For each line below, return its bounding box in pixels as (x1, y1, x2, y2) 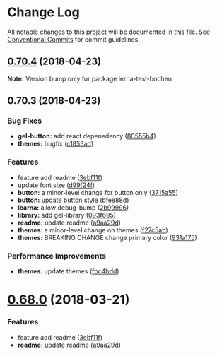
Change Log (7, 4, 80, 20)
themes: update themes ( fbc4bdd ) (17, 267, 119, 275)
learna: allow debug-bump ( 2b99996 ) (17, 203, 129, 212)
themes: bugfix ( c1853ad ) (17, 139, 94, 148)
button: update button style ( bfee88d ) (17, 196, 129, 204)
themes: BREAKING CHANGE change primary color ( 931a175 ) (17, 233, 198, 242)
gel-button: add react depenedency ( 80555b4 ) (17, 132, 157, 141)
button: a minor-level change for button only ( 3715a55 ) (17, 188, 179, 196)
